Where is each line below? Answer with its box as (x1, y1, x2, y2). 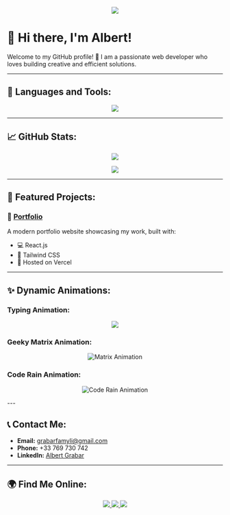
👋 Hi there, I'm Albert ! (7, 30, 132, 46)
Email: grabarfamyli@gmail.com (16, 437, 108, 445)
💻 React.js (16, 241, 48, 249)
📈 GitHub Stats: (7, 131, 77, 143)
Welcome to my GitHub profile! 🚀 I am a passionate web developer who (7, 52, 208, 61)
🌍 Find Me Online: (7, 478, 87, 490)
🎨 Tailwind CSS (16, 251, 60, 260)
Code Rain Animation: (7, 370, 81, 379)
